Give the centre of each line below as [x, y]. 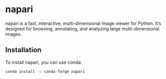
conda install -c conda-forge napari [45, 71]
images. [13, 34]
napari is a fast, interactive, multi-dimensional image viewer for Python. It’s [83, 23]
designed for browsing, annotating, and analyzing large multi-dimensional [82, 28]
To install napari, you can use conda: [44, 62]
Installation [23, 50]
